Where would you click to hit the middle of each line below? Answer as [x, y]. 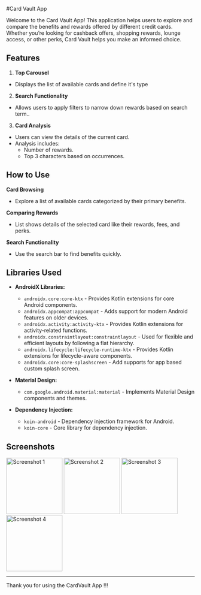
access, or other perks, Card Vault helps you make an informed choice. [94, 39]
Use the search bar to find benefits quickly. [68, 253]
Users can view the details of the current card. [72, 137]
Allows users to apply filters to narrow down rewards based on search [101, 107]
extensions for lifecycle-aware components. [78, 356]
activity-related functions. [56, 330]
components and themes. [55, 398]
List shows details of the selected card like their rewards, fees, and [97, 224]
